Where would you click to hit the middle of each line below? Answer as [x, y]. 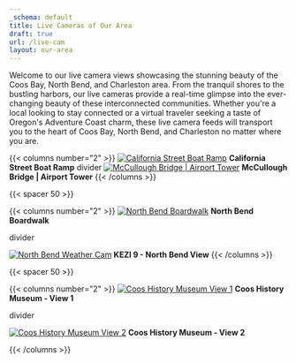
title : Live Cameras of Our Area [71, 26]
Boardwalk [30, 221]
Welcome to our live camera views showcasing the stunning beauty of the [144, 75]
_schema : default [41, 17]
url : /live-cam [37, 42]
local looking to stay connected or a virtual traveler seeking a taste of [135, 113]
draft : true [31, 34]
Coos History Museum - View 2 [186, 333]
